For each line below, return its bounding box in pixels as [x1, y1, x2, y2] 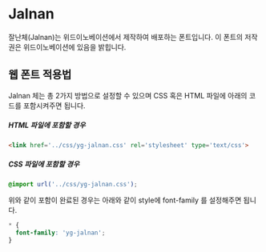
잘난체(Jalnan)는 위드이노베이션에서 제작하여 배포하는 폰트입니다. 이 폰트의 [8, 32, 243, 42]
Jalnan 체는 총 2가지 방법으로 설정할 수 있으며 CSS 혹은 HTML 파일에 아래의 [8, 90, 248, 100]
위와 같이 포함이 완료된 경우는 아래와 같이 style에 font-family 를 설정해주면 [8, 195, 242, 205]
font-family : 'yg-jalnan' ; [15, 229, 106, 237]
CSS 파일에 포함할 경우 [8, 159, 80, 169]
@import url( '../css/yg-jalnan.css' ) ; [8, 180, 138, 188]
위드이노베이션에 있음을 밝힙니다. [22, 42, 127, 52]
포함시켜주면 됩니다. [22, 101, 86, 110]
